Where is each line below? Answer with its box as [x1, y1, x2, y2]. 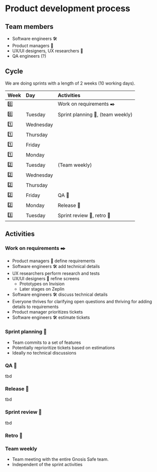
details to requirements [12, 304, 59, 310]
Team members [5, 22, 54, 31]
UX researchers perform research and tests [12, 270, 100, 276]
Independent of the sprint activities [12, 461, 83, 467]
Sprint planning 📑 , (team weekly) [58, 111, 133, 118]
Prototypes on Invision [19, 281, 65, 287]
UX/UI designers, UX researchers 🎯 [12, 48, 84, 54]
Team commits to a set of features [12, 339, 81, 345]
